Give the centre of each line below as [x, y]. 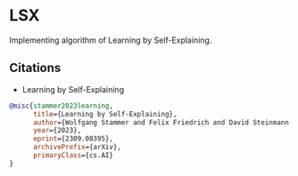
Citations [35, 68]
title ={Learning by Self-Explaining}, [105, 114]
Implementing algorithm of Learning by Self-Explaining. [111, 40]
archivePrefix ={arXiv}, [77, 148]
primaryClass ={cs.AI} [73, 156]
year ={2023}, [57, 131]
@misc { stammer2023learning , [62, 106]
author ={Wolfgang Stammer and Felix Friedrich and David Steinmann [161, 122]
